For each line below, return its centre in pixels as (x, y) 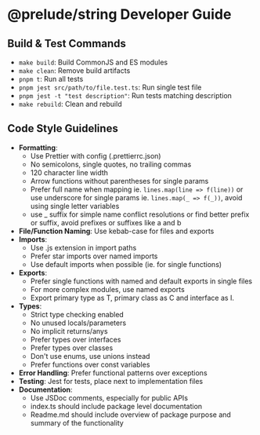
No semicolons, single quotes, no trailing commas (111, 164)
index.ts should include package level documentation (116, 406)
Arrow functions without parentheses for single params (119, 181)
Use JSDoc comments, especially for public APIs (109, 397)
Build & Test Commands (67, 44)
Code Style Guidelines (63, 128)
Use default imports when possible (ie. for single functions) (126, 264)
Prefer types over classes (72, 348)
